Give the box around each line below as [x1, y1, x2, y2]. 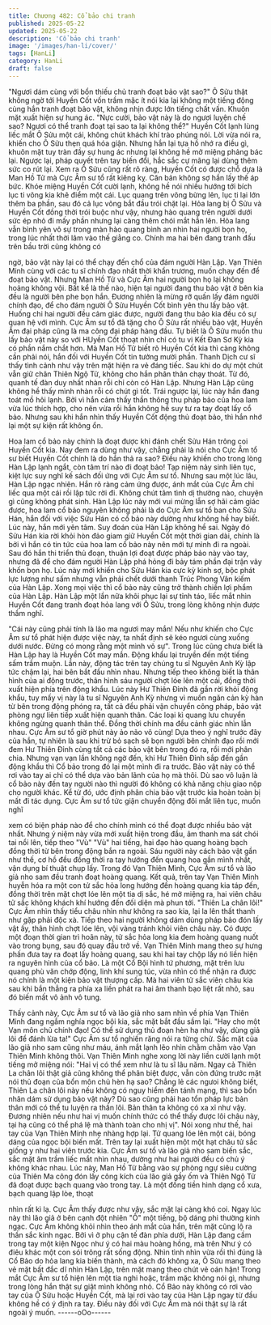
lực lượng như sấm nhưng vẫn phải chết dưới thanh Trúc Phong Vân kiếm [8, 574, 251, 584]
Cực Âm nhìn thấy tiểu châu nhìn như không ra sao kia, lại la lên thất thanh [8, 906, 256, 915]
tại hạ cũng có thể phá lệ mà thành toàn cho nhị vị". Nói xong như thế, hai [8, 1119, 253, 1129]
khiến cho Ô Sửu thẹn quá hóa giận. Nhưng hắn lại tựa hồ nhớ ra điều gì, [8, 138, 249, 148]
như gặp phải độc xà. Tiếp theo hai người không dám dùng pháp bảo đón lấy [8, 915, 263, 924]
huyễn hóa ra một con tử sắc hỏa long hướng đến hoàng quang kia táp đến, [8, 880, 260, 890]
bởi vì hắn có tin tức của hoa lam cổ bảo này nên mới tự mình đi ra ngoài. [8, 539, 251, 549]
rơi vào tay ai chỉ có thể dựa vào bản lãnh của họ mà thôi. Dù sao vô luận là [8, 770, 258, 779]
